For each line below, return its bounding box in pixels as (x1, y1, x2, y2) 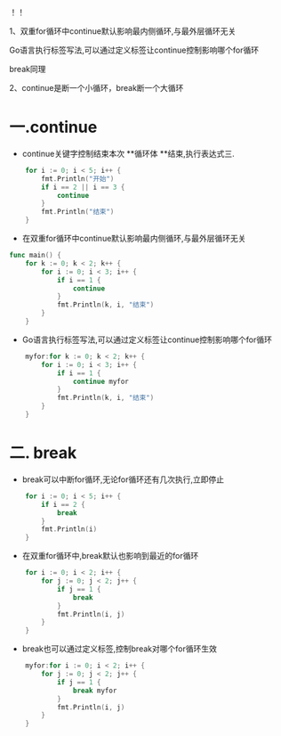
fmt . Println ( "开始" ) (41, 174, 115, 184)
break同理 (9, 64, 46, 74)
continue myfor (72, 377, 129, 386)
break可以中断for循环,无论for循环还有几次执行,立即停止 (21, 474, 225, 485)
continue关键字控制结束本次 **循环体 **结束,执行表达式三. (21, 148, 236, 159)
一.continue (9, 118, 98, 137)
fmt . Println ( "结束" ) (41, 208, 115, 217)
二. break (9, 443, 77, 463)
